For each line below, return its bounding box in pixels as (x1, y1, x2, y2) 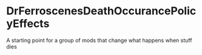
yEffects (6, 17, 50, 30)
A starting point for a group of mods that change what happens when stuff (6, 36, 192, 44)
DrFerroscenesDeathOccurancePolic (6, 4, 197, 18)
